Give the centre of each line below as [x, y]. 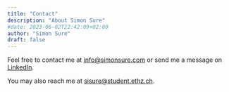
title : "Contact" [33, 14]
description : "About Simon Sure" [56, 20]
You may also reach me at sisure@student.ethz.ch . [81, 81]
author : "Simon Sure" [39, 33]
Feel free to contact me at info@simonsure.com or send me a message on [115, 60]
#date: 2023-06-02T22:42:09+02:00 [58, 27]
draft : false [26, 40]
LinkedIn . [20, 67]
